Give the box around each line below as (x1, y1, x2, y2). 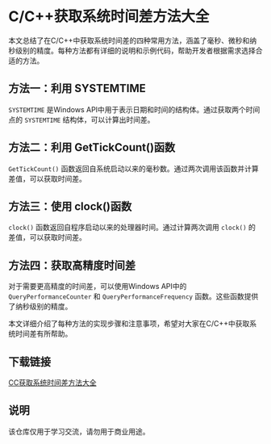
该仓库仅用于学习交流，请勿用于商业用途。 (8, 426, 150, 436)
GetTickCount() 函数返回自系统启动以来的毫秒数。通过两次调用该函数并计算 (8, 163, 260, 174)
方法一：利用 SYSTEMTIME (8, 82, 147, 95)
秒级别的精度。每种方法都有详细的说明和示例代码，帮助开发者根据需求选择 (8, 45, 256, 55)
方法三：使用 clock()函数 (8, 199, 132, 213)
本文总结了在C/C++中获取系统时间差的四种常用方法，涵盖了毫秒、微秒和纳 (8, 36, 257, 45)
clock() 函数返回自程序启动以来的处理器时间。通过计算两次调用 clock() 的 (8, 223, 256, 232)
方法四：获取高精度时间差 (8, 258, 135, 272)
